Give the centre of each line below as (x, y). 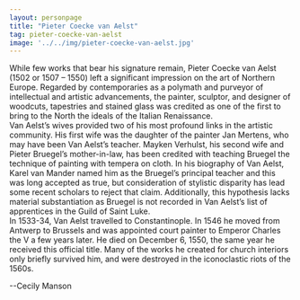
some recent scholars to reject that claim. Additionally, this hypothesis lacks (150, 192)
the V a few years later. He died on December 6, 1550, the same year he (142, 240)
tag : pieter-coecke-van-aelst (66, 34)
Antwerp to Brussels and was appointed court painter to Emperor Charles (145, 231)
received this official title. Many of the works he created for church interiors (149, 250)
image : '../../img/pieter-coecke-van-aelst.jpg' (102, 43)
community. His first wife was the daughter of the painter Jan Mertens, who (149, 135)
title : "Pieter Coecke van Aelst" (74, 26)
